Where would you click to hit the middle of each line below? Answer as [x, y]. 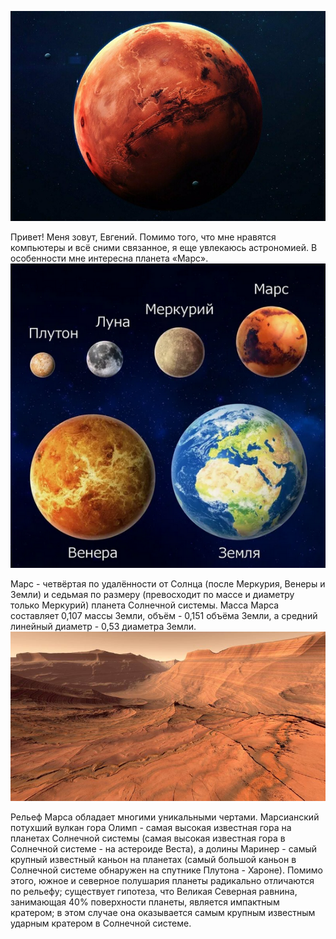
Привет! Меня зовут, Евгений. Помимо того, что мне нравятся [143, 237]
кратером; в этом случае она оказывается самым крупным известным [163, 912]
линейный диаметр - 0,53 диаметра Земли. [103, 626]
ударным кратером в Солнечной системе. [101, 923]
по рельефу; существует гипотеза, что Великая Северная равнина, [154, 891]
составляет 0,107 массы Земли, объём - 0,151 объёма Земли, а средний [164, 615]
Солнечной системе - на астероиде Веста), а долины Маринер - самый [164, 848]
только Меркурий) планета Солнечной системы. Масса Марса [145, 605]
